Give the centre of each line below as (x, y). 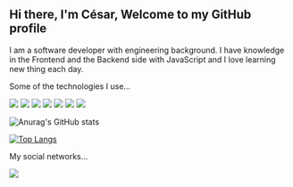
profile (28, 29)
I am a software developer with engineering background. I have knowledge (147, 50)
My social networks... (49, 156)
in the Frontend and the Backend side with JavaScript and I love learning (142, 59)
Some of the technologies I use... (70, 86)
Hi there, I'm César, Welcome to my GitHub (130, 15)
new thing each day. (46, 69)
